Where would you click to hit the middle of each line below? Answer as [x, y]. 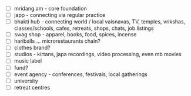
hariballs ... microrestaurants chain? [57, 41]
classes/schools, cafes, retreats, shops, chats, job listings [84, 28]
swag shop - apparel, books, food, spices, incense [75, 35]
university [26, 81]
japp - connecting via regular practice [60, 15]
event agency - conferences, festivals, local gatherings [81, 74]
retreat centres [32, 87]
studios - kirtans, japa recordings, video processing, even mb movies [98, 54]
